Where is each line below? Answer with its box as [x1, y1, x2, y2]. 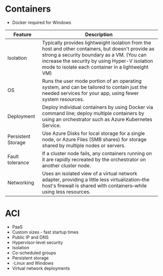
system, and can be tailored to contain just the [42, 84, 147, 91]
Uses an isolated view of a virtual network [42, 170, 137, 177]
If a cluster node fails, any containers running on [42, 150, 152, 157]
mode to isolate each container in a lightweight [42, 63, 149, 70]
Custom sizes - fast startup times [12, 229, 79, 235]
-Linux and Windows [12, 260, 54, 266]
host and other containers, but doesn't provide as [42, 45, 155, 52]
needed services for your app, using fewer [42, 90, 139, 96]
